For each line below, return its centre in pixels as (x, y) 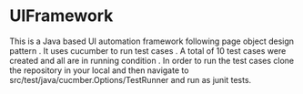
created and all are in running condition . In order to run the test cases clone (152, 60)
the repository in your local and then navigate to (99, 70)
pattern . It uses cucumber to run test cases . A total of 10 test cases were (148, 50)
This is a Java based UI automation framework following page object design (151, 41)
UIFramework (61, 16)
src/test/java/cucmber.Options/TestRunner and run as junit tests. (131, 79)
